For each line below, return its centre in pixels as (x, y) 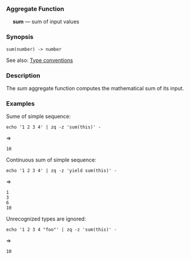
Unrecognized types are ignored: (46, 219)
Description (23, 76)
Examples (21, 103)
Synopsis (20, 37)
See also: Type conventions (40, 60)
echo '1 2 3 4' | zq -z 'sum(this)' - (54, 127)
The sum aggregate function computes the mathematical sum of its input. (95, 88)
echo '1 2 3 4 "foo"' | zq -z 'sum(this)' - (61, 230)
